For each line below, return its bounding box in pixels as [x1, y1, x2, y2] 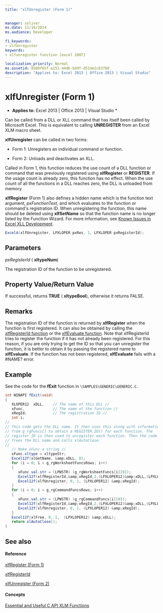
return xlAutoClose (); [11, 519, 57, 524]
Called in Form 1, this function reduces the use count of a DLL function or [5, 165, 151, 171]
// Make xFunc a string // [11, 447, 66, 452]
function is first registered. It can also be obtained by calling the [5, 325, 132, 331]
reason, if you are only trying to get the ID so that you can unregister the [5, 341, 149, 347]
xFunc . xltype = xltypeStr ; [11, 451, 66, 456]
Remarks [5, 307, 33, 315]
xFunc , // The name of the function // [11, 406, 118, 411]
